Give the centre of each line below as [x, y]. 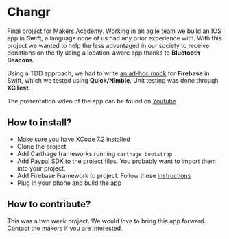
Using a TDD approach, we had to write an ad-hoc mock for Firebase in [108, 73]
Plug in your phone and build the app [69, 183]
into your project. [41, 168]
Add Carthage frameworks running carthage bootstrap [95, 153]
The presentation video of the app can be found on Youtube [92, 101]
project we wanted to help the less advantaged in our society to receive [108, 45]
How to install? [39, 123]
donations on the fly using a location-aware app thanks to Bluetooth [104, 53]
